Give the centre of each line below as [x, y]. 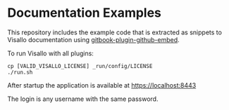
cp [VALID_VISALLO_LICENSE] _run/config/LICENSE [80, 66]
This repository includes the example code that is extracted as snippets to [114, 32]
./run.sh [20, 72]
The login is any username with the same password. [83, 99]
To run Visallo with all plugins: [50, 53]
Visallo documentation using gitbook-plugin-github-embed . [93, 39]
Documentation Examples [85, 13]
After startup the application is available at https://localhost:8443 [102, 85]
